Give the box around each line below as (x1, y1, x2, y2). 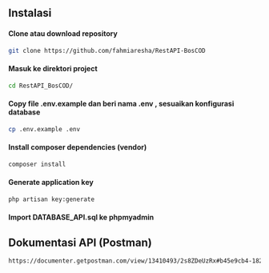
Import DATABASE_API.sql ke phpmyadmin (8, 212, 155, 223)
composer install (8, 160, 66, 168)
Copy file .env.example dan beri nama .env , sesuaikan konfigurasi (8, 99, 235, 109)
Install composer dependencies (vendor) (8, 143, 147, 152)
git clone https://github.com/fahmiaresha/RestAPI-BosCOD (8, 46, 206, 54)
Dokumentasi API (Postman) (8, 235, 152, 249)
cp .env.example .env (8, 125, 81, 133)
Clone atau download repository (8, 28, 118, 38)
